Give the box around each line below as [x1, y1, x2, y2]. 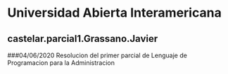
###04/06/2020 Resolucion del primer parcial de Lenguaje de [7, 51, 188, 59]
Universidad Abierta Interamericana [7, 5, 222, 21]
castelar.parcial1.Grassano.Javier [7, 33, 158, 45]
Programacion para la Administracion [7, 59, 115, 67]
